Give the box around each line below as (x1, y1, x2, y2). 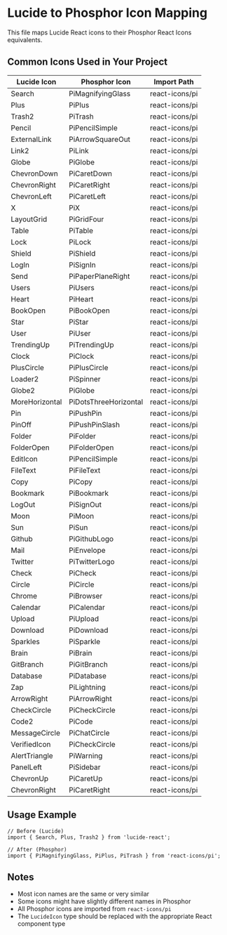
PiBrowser (69, 591, 103, 601)
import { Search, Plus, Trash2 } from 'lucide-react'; (7, 834, 171, 841)
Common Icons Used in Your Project (7, 56, 168, 68)
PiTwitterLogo (69, 556, 115, 566)
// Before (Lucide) (7, 828, 64, 835)
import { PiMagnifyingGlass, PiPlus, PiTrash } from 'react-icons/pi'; (7, 852, 221, 859)
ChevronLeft (11, 191, 52, 201)
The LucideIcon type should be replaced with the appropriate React (17, 912, 212, 921)
